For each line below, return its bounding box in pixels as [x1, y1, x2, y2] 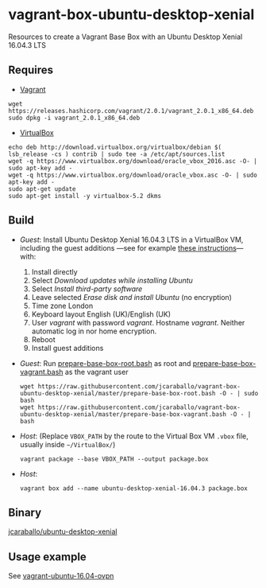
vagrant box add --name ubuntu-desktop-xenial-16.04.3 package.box [19, 484, 248, 493]
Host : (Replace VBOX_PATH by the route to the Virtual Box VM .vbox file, [19, 431, 249, 441]
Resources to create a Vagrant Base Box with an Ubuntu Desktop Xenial [8, 32, 243, 41]
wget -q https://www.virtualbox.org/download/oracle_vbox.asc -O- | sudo [8, 171, 258, 179]
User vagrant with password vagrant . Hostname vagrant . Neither [31, 317, 245, 327]
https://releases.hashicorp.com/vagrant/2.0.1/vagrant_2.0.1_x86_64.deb [8, 107, 254, 115]
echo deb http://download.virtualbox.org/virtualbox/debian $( [8, 143, 222, 151]
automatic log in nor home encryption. [31, 326, 157, 336]
